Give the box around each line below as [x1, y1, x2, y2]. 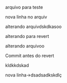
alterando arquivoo [5, 43, 44, 49]
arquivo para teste [5, 4, 43, 10]
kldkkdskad [5, 62, 29, 68]
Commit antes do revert [5, 52, 54, 58]
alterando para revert [5, 33, 49, 39]
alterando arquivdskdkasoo [5, 23, 62, 29]
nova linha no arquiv [5, 14, 47, 19]
